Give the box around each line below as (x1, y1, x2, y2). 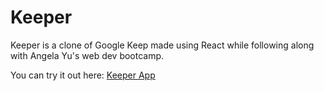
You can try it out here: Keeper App (10, 69, 156, 81)
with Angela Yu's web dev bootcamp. (10, 49, 165, 61)
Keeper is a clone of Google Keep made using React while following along (10, 39, 315, 51)
